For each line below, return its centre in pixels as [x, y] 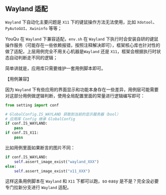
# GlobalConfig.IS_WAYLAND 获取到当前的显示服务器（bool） [63, 114]
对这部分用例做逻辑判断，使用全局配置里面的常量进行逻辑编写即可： [75, 95]
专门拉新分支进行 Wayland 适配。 [38, 187]
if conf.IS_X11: [22, 133]
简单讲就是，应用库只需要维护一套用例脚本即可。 [55, 68]
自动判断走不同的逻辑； [33, 57]
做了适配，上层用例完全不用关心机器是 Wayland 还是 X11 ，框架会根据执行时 [81, 51]
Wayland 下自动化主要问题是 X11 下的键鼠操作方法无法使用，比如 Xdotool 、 [81, 22]
